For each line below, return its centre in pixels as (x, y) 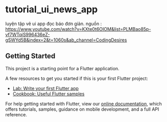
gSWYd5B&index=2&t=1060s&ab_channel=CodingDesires (66, 40)
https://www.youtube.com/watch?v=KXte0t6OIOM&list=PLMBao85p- (78, 29)
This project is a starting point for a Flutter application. (62, 68)
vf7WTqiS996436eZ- (28, 34)
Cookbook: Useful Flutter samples (49, 94)
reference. (16, 114)
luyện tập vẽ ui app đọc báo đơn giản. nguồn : (54, 24)
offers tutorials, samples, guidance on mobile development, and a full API (82, 109)
